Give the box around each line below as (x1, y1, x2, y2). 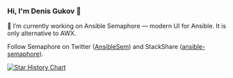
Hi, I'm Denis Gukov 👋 (7, 6, 81, 16)
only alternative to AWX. (7, 29, 77, 37)
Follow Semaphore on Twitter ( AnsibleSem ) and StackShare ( (7, 43, 182, 51)
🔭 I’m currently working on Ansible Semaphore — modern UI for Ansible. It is (7, 22, 227, 30)
